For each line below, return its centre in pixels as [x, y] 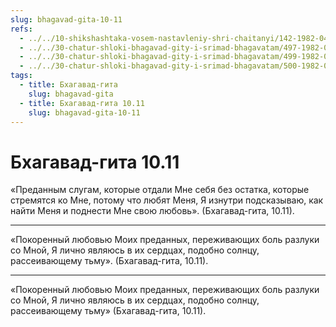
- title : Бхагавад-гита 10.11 [82, 103]
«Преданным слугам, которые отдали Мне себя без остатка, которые [160, 190]
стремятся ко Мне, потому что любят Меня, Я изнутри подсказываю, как [167, 200]
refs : [21, 29]
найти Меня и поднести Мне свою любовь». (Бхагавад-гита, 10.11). [152, 211]
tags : [21, 76]
